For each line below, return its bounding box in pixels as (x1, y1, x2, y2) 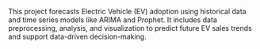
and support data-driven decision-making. (8, 32, 147, 41)
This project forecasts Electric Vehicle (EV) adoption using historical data (8, 7, 247, 16)
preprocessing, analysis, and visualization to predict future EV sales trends (8, 24, 252, 32)
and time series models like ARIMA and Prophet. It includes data (8, 15, 218, 24)
